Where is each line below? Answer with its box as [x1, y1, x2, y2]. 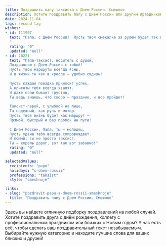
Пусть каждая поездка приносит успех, [9, 81, 90, 86]
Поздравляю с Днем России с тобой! [9, 62, 83, 67]
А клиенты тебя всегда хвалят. [9, 85, 74, 91]
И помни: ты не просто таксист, [9, 136, 77, 141]
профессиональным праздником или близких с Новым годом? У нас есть [5, 219, 161, 225]
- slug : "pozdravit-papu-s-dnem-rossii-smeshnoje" [5, 191, 112, 196]
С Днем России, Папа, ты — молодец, [9, 127, 85, 132]
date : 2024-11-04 [5, 16, 41, 21]
